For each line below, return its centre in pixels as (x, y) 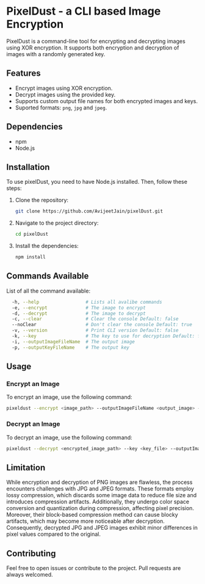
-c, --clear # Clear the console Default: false (95, 319)
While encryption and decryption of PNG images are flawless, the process (99, 482)
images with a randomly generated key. (56, 54)
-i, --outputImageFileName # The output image (74, 341)
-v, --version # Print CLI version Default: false (95, 330)
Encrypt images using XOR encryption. (64, 88)
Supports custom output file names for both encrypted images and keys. (106, 101)
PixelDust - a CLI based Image (84, 11)
